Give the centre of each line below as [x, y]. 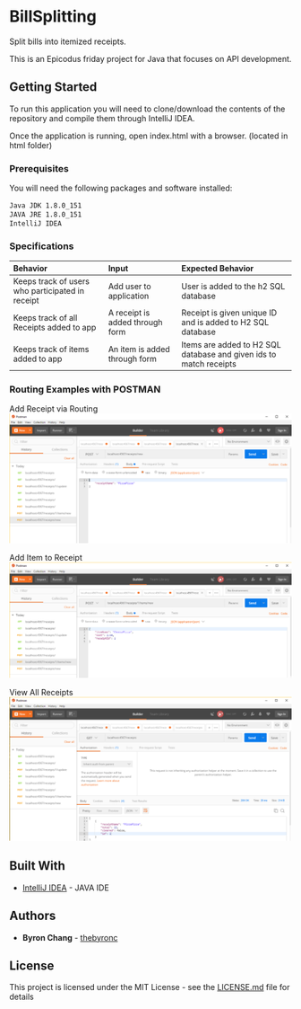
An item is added [139, 350]
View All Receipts [41, 692]
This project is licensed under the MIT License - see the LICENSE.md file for [150, 987]
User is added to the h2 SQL [233, 286]
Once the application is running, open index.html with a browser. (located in [149, 136]
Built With [37, 866]
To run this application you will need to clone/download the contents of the [147, 109]
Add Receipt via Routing [54, 409]
